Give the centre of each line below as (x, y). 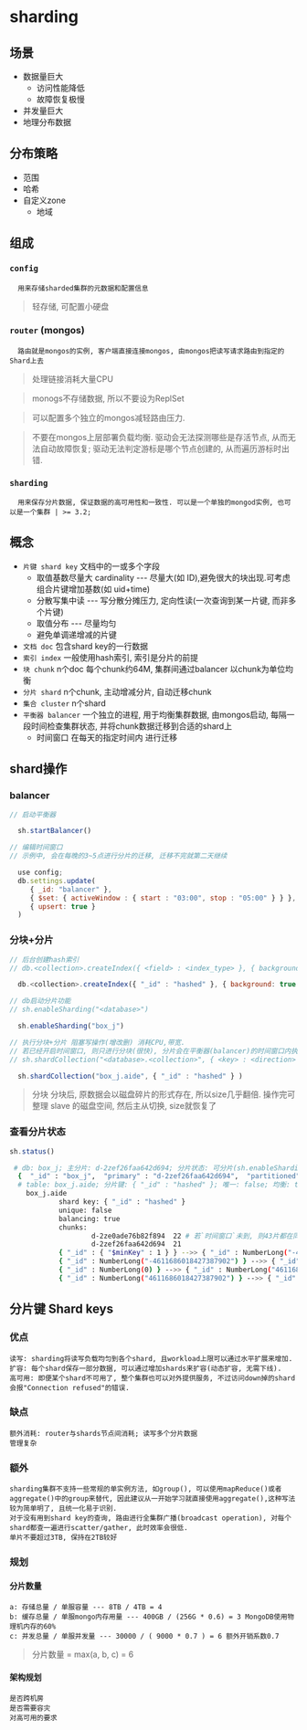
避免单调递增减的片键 (76, 634)
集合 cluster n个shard (64, 703)
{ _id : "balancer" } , (71, 889)
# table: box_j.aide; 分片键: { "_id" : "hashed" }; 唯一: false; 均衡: (154, 1185)
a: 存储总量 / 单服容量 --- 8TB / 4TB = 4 (86, 1608)
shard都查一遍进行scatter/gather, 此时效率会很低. (99, 1528)
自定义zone (44, 200)
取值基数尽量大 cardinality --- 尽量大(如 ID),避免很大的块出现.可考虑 (163, 577)
